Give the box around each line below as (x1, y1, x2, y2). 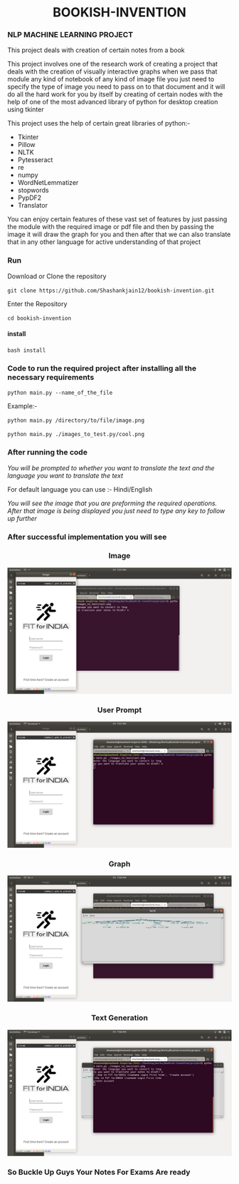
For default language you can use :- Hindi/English (7, 485, 153, 493)
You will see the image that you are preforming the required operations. (7, 499, 218, 507)
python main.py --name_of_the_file (7, 390, 113, 397)
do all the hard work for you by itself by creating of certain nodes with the (7, 90, 223, 98)
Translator (17, 201, 48, 210)
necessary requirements (7, 372, 95, 382)
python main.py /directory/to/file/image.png (7, 417, 144, 425)
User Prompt (97, 704, 142, 714)
